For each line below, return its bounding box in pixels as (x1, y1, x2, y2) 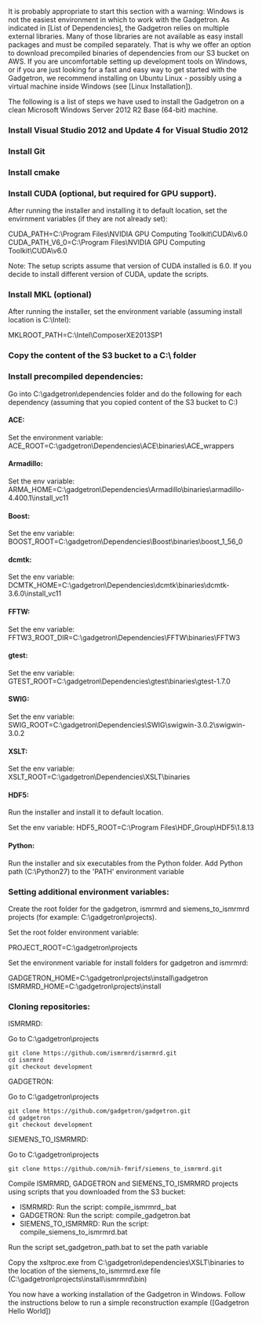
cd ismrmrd (8, 1056, 44, 1064)
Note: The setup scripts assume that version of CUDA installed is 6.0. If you (8, 261, 252, 271)
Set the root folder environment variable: (8, 928, 140, 937)
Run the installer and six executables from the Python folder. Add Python (8, 858, 243, 868)
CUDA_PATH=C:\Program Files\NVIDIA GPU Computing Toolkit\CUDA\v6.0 (8, 229, 249, 239)
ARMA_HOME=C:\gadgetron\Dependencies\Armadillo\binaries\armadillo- (8, 484, 245, 494)
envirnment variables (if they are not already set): (8, 214, 168, 224)
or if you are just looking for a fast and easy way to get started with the (8, 65, 237, 74)
